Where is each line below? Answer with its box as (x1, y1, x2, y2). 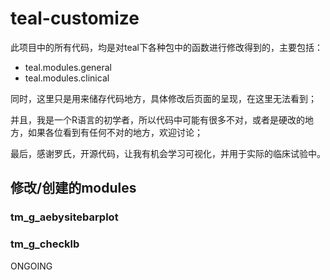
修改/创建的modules (10, 180, 137, 197)
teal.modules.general (24, 61, 113, 73)
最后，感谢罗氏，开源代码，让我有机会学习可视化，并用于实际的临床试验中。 (10, 147, 326, 159)
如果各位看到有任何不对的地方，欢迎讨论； (27, 126, 203, 138)
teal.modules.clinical (24, 72, 110, 84)
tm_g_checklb (10, 237, 80, 251)
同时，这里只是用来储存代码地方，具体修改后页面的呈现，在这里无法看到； (10, 92, 317, 104)
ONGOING (10, 260, 53, 272)
